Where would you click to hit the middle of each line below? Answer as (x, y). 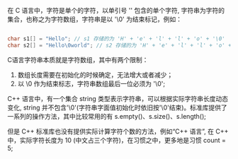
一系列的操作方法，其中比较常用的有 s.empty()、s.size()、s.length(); (107, 116)
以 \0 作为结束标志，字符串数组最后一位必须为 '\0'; (91, 83)
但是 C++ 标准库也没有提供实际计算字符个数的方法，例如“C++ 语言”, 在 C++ (118, 131)
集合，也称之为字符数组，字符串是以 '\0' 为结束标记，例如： (95, 19)
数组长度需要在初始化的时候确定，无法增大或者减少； (95, 75)
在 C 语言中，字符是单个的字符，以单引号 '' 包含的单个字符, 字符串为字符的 (116, 10)
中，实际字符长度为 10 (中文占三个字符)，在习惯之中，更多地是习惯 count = (117, 140)
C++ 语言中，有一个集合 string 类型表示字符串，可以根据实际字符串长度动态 (118, 98)
